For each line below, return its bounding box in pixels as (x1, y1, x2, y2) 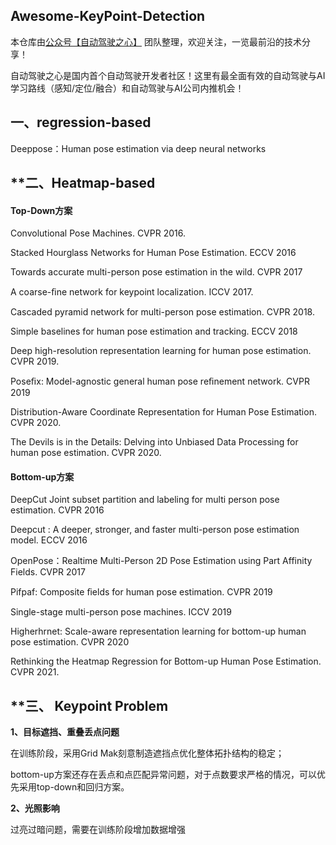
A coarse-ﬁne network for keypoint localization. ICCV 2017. (10, 286, 254, 298)
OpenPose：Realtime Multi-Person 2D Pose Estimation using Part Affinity (10, 555, 313, 567)
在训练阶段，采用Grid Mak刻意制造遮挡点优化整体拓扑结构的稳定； (10, 747, 285, 759)
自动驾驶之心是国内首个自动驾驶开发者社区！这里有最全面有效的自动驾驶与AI (10, 69, 326, 81)
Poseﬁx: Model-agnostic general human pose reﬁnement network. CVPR (10, 375, 310, 388)
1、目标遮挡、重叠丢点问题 (10, 726, 120, 738)
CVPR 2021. (10, 666, 60, 678)
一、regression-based (10, 114, 152, 131)
